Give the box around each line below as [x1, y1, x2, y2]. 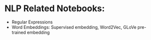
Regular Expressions [11, 19, 53, 25]
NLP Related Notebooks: [4, 3, 105, 14]
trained [11, 29, 26, 35]
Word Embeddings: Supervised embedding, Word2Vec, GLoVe [11, 24, 137, 30]
